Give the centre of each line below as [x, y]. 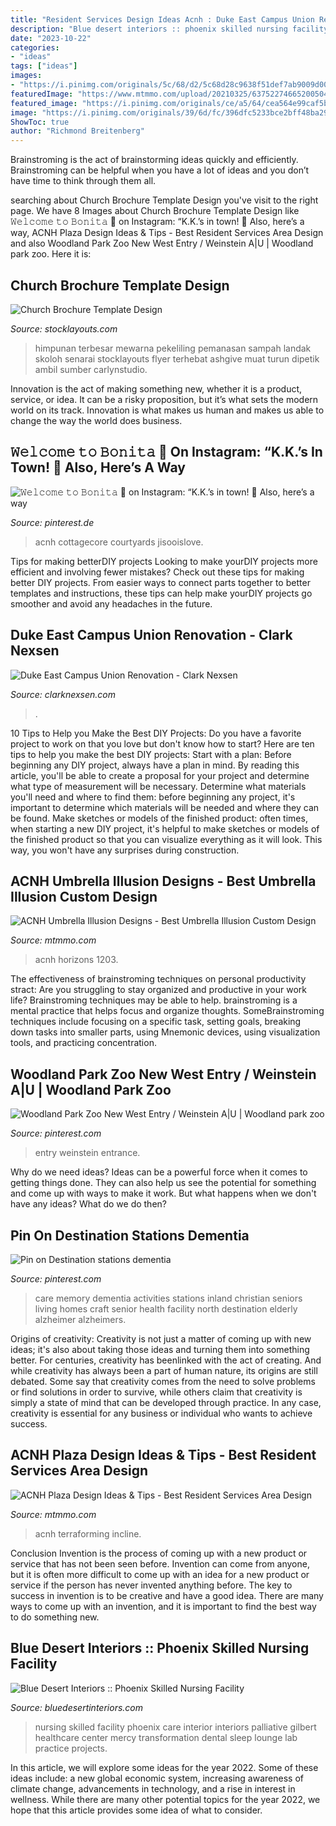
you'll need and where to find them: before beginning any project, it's [153, 797]
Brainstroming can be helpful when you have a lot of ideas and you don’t [160, 170]
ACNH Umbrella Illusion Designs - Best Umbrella [163, 881]
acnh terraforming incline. [88, 1533]
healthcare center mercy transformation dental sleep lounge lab [166, 1737]
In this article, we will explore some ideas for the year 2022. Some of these [164, 1767]
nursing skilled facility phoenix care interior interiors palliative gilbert [175, 1727]
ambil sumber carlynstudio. [91, 369]
